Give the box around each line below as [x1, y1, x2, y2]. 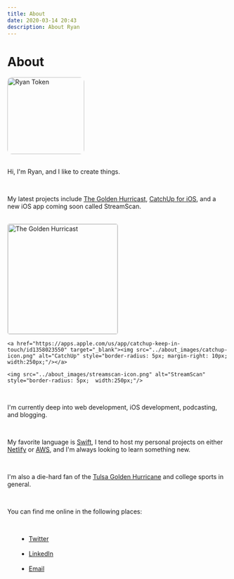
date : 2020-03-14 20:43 [7, 17, 77, 24]
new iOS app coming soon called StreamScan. [7, 202, 142, 211]
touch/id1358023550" [7, 346, 68, 354]
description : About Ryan [7, 23, 80, 30]
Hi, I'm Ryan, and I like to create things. [7, 167, 121, 176]
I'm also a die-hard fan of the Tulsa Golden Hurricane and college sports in [7, 473, 224, 481]
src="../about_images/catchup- [136, 346, 228, 354]
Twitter [28, 535, 49, 543]
